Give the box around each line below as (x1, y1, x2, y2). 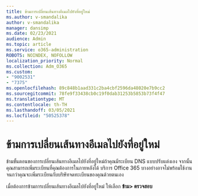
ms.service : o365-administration (6, 47, 89, 53)
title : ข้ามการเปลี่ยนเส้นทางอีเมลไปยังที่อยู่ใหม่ (6, 8, 90, 15)
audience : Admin (6, 36, 46, 42)
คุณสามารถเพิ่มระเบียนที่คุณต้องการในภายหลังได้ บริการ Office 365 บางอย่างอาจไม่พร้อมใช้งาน (6, 164, 192, 171)
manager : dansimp (6, 25, 49, 31)
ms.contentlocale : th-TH (6, 101, 67, 108)
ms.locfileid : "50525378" (6, 112, 70, 118)
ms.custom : (6, 69, 33, 75)
